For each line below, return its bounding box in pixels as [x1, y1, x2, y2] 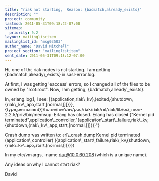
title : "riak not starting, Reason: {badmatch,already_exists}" [5, 7, 142, 12]
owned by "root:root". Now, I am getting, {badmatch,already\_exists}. [5, 87, 145, 93]
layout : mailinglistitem [5, 35, 56, 40]
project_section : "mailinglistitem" [5, 48, 80, 53]
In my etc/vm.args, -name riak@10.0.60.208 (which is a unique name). [5, 152, 148, 158]
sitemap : [5, 26, 23, 31]
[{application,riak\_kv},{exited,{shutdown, [49, 96, 134, 102]
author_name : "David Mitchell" [5, 44, 69, 49]
